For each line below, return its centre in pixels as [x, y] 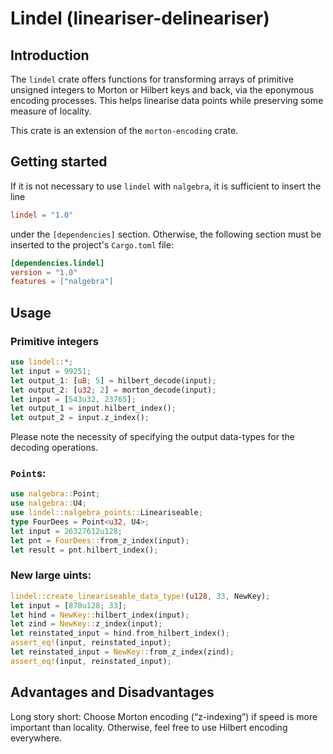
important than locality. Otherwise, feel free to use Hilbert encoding [149, 727]
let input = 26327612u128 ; [66, 531]
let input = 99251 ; [51, 371]
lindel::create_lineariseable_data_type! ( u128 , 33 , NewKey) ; [140, 596]
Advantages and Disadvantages [112, 692]
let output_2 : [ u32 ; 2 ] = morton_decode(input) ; [113, 390]
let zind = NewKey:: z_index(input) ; [86, 624]
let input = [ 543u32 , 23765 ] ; [73, 399]
